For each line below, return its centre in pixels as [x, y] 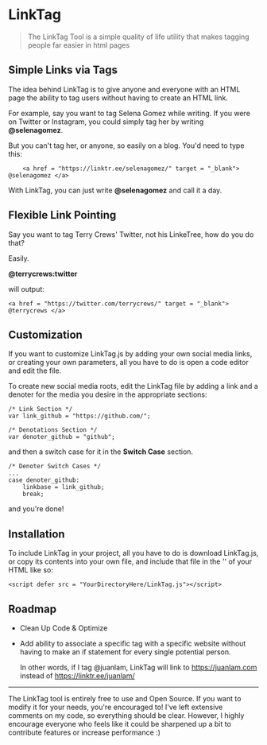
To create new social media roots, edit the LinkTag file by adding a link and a [133, 386]
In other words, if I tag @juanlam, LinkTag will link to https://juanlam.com [138, 667]
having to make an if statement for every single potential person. [125, 652]
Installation [37, 534]
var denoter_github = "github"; [62, 437]
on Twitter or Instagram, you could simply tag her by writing [106, 122]
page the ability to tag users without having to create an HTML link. [118, 98]
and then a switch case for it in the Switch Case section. [101, 452]
